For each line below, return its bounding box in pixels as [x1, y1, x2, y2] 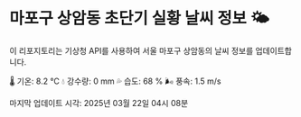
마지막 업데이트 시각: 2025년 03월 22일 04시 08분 [9, 97, 189, 108]
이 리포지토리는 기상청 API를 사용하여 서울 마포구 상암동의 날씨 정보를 [9, 45, 254, 56]
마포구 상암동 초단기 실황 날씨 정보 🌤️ [9, 8, 269, 29]
